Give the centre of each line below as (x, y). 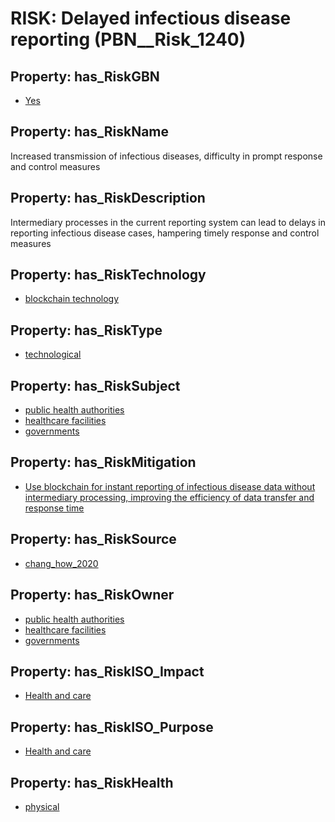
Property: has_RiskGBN (85, 76)
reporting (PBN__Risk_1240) (128, 39)
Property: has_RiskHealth (92, 782)
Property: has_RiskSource (93, 539)
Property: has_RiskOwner (92, 595)
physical (42, 806)
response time (54, 508)
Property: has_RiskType (86, 330)
